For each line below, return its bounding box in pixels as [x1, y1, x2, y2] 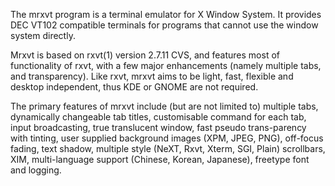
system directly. [10, 30, 76, 41]
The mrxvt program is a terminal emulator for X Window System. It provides [10, 9, 322, 20]
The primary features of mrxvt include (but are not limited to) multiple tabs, [10, 100, 319, 112]
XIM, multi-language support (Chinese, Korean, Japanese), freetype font [10, 154, 310, 165]
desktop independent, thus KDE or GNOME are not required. [10, 81, 259, 93]
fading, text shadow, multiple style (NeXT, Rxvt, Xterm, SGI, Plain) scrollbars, [10, 143, 326, 154]
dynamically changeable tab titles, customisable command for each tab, [10, 111, 307, 123]
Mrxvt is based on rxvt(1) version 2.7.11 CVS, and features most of [10, 49, 280, 61]
